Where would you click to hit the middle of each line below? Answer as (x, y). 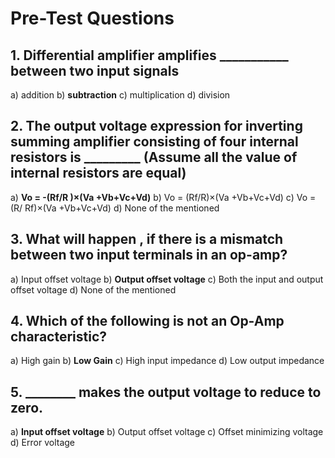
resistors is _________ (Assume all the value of (154, 157)
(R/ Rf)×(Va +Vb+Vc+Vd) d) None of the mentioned (115, 208)
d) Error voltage (43, 443)
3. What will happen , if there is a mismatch (147, 239)
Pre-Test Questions (92, 18)
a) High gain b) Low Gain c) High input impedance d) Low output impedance (167, 361)
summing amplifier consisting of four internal (154, 142)
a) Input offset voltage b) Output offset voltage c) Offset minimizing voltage (167, 432)
